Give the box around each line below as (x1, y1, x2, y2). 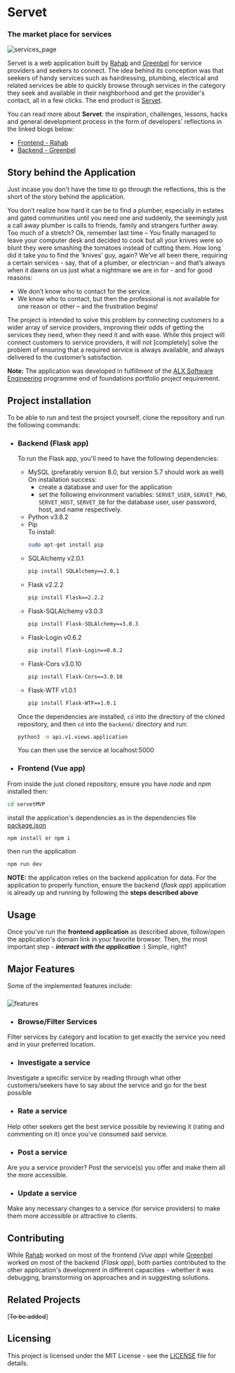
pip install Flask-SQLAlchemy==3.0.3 (27, 621, 139, 628)
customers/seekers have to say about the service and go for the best (7, 1081, 207, 1089)
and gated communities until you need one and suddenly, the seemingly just (7, 214, 228, 222)
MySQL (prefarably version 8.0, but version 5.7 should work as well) (27, 468, 224, 476)
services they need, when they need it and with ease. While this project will (7, 331, 225, 339)
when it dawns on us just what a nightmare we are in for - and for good (7, 266, 213, 274)
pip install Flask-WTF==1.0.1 (27, 700, 117, 707)
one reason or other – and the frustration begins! (17, 302, 159, 310)
